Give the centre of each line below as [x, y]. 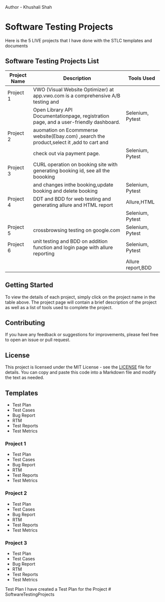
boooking [44, 176]
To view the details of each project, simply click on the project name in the [80, 297]
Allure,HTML [140, 202]
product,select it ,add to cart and [71, 142]
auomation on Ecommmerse [66, 130]
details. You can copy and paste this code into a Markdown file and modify [81, 373]
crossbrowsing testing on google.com [77, 230]
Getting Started [29, 285]
